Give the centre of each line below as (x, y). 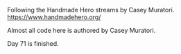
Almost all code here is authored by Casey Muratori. (81, 30)
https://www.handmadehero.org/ (54, 17)
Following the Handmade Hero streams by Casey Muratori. (91, 10)
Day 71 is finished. (33, 43)
